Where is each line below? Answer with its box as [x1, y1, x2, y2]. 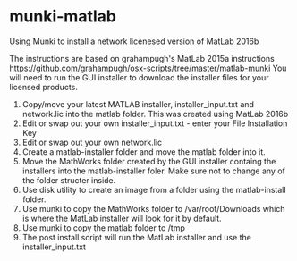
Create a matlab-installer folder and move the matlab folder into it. [21, 146, 266, 157]
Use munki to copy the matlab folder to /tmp [21, 222, 185, 233]
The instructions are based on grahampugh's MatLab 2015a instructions [9, 53, 275, 63]
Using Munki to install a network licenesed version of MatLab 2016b [9, 36, 259, 46]
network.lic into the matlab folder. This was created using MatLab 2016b [21, 108, 289, 119]
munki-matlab [9, 6, 116, 27]
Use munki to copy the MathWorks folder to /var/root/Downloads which [21, 203, 285, 214]
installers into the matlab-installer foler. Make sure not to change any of [21, 165, 286, 176]
